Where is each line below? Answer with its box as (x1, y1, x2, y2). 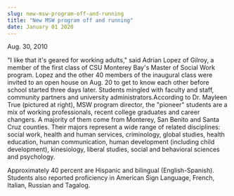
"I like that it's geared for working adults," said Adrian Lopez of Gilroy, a (7, 56, 214, 64)
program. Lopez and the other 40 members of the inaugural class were (7, 71, 213, 79)
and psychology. (7, 153, 56, 161)
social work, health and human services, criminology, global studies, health (7, 130, 225, 139)
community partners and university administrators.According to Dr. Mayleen (7, 93, 227, 101)
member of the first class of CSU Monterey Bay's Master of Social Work (7, 64, 216, 72)
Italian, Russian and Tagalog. (7, 181, 91, 190)
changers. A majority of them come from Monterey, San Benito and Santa (7, 115, 220, 124)
